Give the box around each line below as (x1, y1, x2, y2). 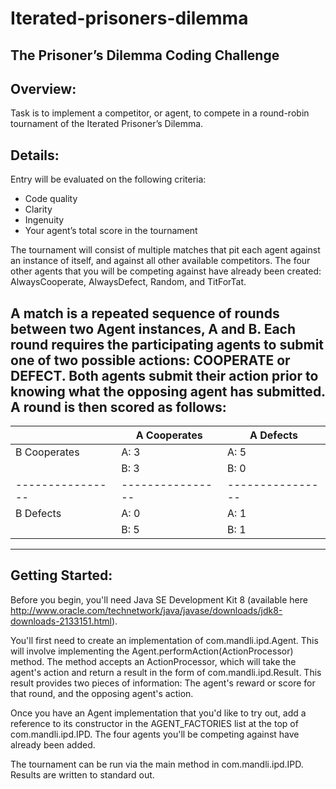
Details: (10, 147, 60, 164)
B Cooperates (15, 445, 80, 459)
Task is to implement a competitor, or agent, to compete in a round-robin (10, 107, 310, 119)
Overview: (10, 80, 77, 97)
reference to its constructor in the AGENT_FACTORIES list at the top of (10, 717, 299, 729)
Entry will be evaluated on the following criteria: (10, 173, 207, 186)
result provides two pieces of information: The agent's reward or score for (10, 677, 316, 689)
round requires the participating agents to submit (10, 336, 325, 353)
